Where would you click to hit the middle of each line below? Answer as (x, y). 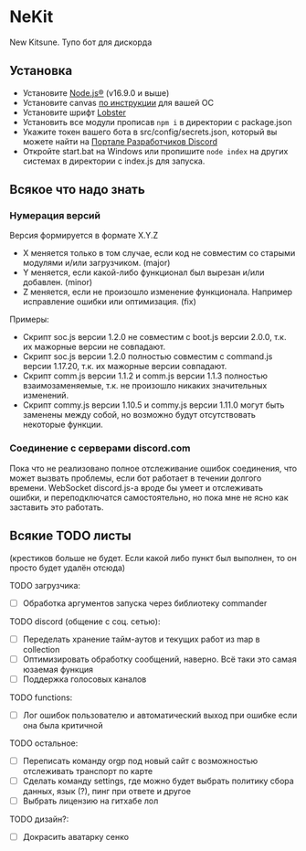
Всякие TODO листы (70, 536)
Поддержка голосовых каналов (84, 679)
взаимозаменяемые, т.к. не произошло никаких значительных (145, 386)
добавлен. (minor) (58, 282)
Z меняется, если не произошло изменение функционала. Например (158, 292)
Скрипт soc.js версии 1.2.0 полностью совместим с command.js (148, 356)
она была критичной (63, 725)
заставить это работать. (57, 507)
